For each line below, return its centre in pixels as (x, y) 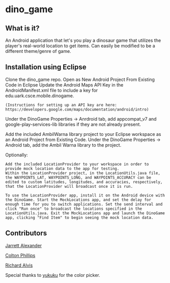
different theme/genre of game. (38, 51)
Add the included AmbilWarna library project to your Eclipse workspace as (83, 134)
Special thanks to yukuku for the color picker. (53, 275)
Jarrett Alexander (24, 245)
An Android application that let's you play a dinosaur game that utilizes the (83, 40)
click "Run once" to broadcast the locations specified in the (74, 209)
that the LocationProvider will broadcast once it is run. (69, 186)
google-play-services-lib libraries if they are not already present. (73, 124)
